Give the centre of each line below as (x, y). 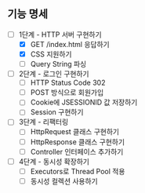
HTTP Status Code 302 (68, 83)
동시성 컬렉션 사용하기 (64, 181)
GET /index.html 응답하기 (70, 44)
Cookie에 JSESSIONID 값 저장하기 (84, 102)
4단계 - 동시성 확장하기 (54, 161)
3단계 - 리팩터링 (43, 122)
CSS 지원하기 (51, 54)
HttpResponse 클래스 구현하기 (78, 142)
